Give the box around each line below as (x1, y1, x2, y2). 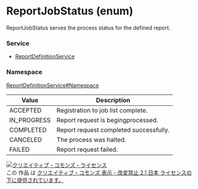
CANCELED (9, 135, 42, 144)
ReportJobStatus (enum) (6, 4, 133, 18)
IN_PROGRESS (9, 116, 51, 124)
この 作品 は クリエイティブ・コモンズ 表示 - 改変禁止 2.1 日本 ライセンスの (6, 169, 192, 176)
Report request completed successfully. (56, 125, 170, 134)
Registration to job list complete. (56, 106, 148, 114)
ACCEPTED (9, 106, 42, 114)
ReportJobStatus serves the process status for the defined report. (6, 24, 171, 31)
